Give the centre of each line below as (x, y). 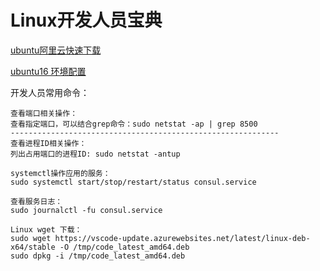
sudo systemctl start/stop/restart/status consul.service (133, 182)
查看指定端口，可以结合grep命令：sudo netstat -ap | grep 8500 (134, 124)
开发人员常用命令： (50, 92)
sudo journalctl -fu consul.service (86, 210)
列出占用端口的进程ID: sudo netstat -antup (95, 154)
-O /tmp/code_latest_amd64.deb (124, 247)
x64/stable (33, 247)
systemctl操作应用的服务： (60, 173)
